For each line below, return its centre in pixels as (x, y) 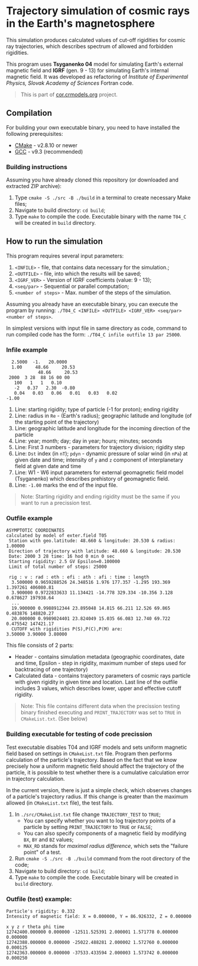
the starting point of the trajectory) (57, 422)
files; (21, 204)
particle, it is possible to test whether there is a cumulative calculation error (98, 772)
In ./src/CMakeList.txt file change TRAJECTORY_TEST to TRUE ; (87, 814)
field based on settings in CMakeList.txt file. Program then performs (89, 753)
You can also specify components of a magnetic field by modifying (105, 833)
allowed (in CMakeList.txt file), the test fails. (60, 803)
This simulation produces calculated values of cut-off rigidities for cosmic (96, 40)
